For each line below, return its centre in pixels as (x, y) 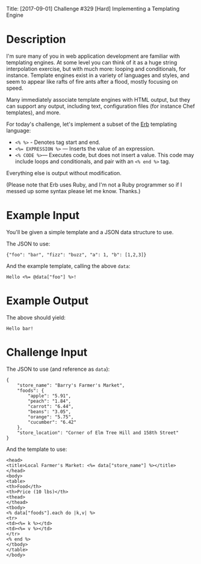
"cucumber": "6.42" (52, 422)
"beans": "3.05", (49, 412)
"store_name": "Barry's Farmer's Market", (71, 385)
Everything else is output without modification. (64, 173)
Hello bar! (20, 328)
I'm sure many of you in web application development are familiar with (93, 56)
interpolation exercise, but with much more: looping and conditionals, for (96, 69)
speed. (15, 88)
